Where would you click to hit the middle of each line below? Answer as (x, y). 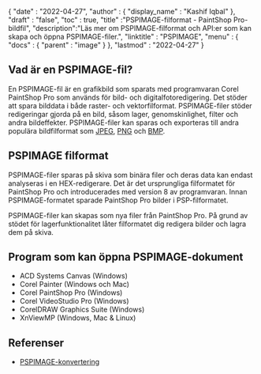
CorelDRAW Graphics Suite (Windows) (82, 310)
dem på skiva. (31, 232)
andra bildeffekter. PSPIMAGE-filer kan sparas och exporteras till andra (123, 123)
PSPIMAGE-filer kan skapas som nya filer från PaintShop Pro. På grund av (128, 215)
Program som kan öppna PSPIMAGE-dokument (126, 257)
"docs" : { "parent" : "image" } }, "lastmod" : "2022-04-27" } (106, 45)
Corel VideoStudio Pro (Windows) (74, 301)
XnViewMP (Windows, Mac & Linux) (78, 318)
